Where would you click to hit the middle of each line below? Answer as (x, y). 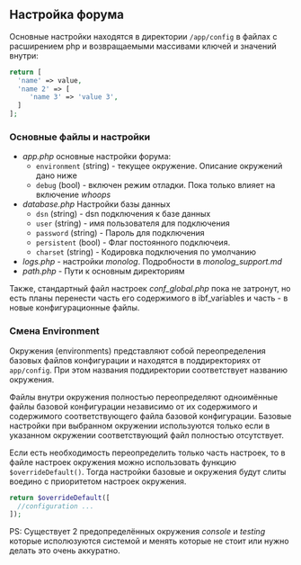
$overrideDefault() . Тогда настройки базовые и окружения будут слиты (148, 471)
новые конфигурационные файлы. (75, 308)
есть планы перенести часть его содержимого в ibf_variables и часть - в (149, 298)
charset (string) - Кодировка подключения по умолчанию (146, 252)
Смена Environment (55, 331)
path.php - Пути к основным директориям (104, 271)
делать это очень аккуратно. (65, 551)
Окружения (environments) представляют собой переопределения (138, 351)
